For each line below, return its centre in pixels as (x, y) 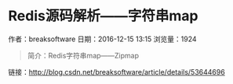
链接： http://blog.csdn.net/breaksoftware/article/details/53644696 (116, 72)
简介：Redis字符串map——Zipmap (83, 55)
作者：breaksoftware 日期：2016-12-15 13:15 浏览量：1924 (103, 39)
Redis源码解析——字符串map (103, 16)
